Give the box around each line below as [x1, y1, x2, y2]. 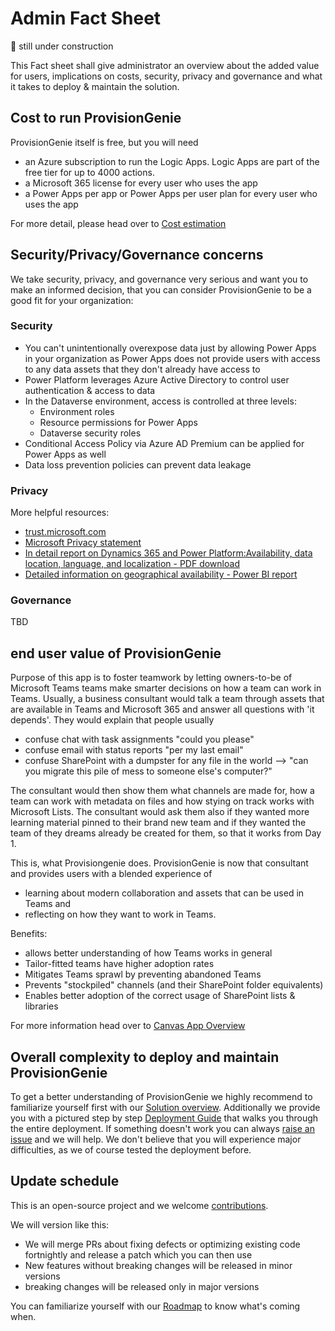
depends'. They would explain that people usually [10, 714, 215, 726]
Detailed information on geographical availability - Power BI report [24, 568, 298, 581]
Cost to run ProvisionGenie [10, 110, 182, 127]
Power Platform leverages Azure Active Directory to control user [24, 373, 290, 386]
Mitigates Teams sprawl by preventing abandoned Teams [24, 968, 262, 981]
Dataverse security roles [39, 427, 142, 439]
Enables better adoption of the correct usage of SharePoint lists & [24, 990, 296, 1002]
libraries [24, 1000, 59, 1012]
